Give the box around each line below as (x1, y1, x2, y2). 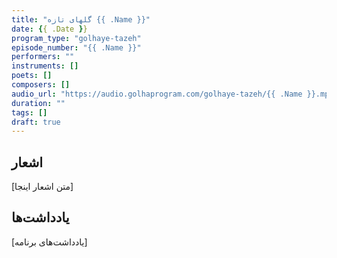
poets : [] (11, 71, 53, 81)
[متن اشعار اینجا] (11, 181, 74, 193)
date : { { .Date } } (11, 24, 88, 34)
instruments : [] (11, 61, 79, 71)
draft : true (11, 117, 61, 127)
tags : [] (11, 107, 48, 118)
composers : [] (11, 80, 71, 90)
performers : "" (11, 52, 75, 62)
